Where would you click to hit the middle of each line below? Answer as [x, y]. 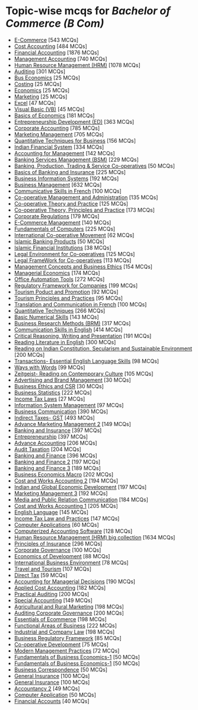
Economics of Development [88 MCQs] [62, 556]
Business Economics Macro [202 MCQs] [64, 474]
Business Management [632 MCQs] [58, 184]
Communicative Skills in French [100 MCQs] [68, 191]
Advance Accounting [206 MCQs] [55, 443]
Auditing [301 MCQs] [40, 71]
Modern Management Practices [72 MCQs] [67, 651]
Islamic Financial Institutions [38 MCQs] [63, 248]
